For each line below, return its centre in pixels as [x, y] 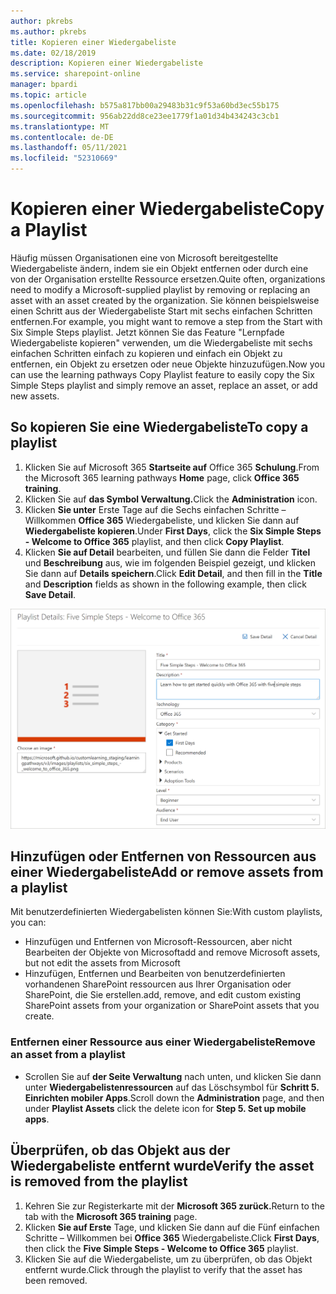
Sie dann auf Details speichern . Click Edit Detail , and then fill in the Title [173, 573]
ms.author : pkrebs [48, 31]
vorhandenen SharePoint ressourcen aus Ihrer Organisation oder [158, 984]
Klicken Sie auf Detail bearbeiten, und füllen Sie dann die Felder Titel [167, 552]
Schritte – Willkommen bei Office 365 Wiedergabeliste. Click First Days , [172, 1237]
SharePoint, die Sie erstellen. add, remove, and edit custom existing [163, 995]
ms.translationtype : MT [60, 126]
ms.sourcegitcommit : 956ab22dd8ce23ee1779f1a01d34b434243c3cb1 [145, 116]
